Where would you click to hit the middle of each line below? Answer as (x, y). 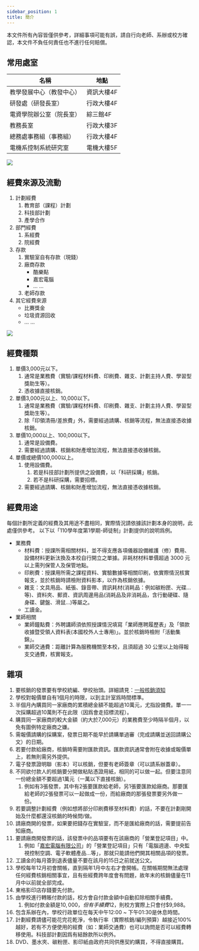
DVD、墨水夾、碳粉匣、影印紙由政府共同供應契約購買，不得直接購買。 (101, 942)
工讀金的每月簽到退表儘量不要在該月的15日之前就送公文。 (85, 860)
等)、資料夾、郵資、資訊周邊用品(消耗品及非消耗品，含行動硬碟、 (104, 595)
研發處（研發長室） (37, 103)
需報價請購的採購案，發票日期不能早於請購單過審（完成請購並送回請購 (101, 734)
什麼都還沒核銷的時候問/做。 (60, 816)
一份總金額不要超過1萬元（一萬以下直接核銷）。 (72, 779)
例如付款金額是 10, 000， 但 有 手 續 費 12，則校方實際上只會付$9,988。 (106, 905)
